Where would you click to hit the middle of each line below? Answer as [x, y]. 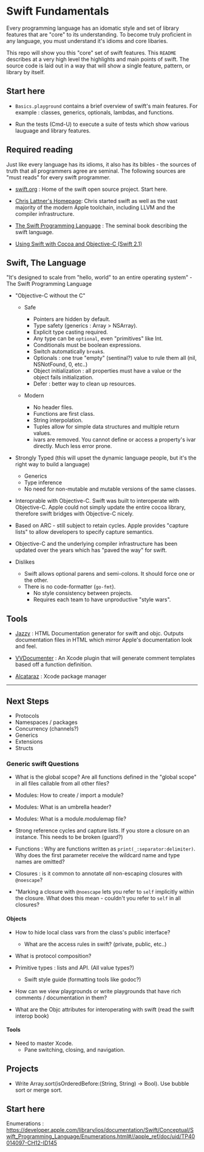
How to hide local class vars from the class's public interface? [93, 932]
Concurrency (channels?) [47, 729]
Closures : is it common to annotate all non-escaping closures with [99, 874]
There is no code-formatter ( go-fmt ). [70, 587]
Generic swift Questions [43, 764]
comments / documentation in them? [61, 998]
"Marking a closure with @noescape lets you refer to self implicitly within [104, 892]
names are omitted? [40, 862]
